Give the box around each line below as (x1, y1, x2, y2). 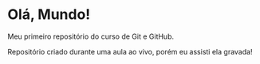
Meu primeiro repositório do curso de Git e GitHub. (7, 32, 175, 41)
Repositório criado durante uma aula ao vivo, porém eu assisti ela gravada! (7, 47, 253, 56)
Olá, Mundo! (7, 6, 91, 24)
